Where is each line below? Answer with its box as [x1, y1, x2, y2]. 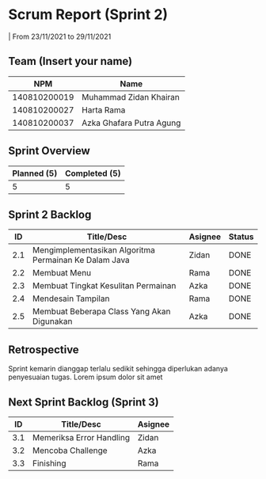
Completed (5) [64, 168, 121, 179]
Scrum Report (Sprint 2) [8, 6, 169, 24]
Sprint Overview [8, 144, 91, 158]
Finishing [32, 458, 66, 469]
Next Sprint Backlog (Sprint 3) [8, 395, 160, 409]
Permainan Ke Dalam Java [32, 255, 131, 266]
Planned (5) [12, 168, 58, 179]
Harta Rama [82, 105, 126, 116]
